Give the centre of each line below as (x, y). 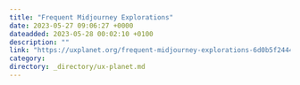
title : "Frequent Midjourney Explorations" (92, 17)
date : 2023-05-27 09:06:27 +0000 (71, 26)
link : (19, 50)
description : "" (39, 42)
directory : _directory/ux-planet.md (77, 67)
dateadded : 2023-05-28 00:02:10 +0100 (81, 34)
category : (28, 58)
